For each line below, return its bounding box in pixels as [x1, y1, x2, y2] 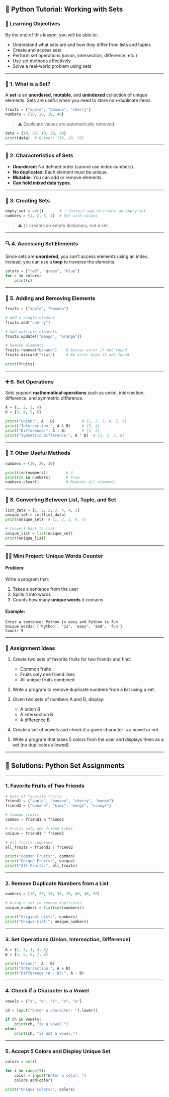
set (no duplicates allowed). [12, 742, 70, 748]
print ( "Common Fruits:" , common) [5, 854, 75, 859]
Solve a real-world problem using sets [12, 63, 92, 69]
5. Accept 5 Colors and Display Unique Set [5, 1047, 111, 1055]
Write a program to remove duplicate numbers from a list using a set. [12, 686, 155, 693]
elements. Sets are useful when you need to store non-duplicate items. [5, 97, 152, 103]
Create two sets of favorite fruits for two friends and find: [12, 656, 131, 663]
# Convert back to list [5, 526, 55, 532]
